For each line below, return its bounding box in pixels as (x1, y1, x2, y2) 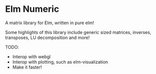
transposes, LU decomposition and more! (5, 35, 90, 40)
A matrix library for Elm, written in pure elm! (5, 20, 94, 26)
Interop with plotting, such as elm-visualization (12, 59, 108, 65)
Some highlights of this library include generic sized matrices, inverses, (5, 29, 152, 35)
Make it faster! (12, 64, 42, 70)
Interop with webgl (12, 53, 51, 60)
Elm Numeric (5, 3, 60, 15)
